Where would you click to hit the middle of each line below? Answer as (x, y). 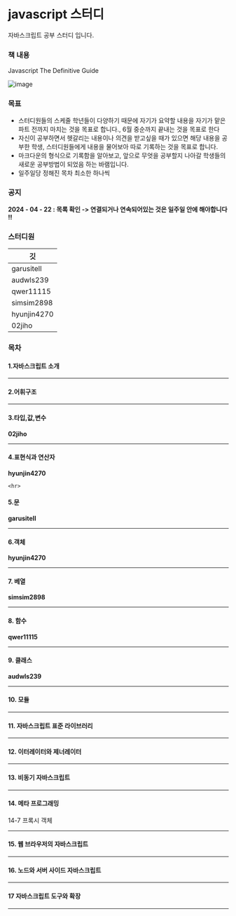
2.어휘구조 (22, 391)
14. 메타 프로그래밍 (34, 803)
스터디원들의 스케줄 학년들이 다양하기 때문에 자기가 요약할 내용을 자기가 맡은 (122, 120)
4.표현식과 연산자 (32, 457)
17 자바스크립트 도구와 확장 (44, 896)
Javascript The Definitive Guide (54, 71)
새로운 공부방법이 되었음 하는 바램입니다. (73, 164)
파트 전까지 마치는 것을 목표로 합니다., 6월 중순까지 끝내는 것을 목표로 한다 (119, 129)
